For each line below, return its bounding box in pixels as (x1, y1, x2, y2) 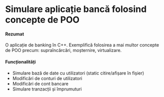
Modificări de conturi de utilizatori (12, 75, 82, 81)
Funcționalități (5, 58, 36, 64)
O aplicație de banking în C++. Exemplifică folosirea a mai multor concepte (5, 42, 159, 48)
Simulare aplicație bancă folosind (5, 3, 147, 15)
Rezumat (5, 31, 24, 37)
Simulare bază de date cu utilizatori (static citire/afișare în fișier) (12, 70, 144, 76)
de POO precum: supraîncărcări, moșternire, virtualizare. (5, 47, 122, 53)
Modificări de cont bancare (12, 80, 68, 86)
